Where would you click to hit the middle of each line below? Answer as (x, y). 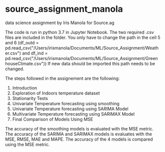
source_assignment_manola (64, 9)
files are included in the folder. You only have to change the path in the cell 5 (83, 37)
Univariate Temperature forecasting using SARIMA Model (70, 109)
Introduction (25, 88)
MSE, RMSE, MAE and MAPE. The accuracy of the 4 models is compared (79, 139)
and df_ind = (35, 53)
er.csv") (13, 53)
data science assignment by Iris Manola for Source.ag (60, 23)
